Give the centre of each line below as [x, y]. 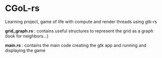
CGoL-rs [22, 8]
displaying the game [25, 50]
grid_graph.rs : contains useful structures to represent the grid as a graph [79, 31]
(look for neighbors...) [27, 36]
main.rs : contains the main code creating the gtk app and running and [76, 45]
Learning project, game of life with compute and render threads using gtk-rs [81, 22]
